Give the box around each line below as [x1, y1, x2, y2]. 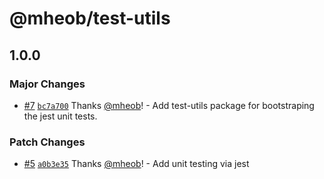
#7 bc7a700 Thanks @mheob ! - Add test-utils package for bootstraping [23, 99, 315, 111]
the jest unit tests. [23, 110, 98, 122]
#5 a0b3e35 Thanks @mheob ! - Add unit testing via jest [23, 158, 250, 170]
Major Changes [9, 77, 86, 91]
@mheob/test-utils [9, 7, 171, 30]
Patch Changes [9, 135, 86, 149]
